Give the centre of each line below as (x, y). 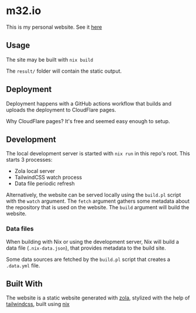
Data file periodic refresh (44, 183)
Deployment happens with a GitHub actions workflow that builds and (89, 103)
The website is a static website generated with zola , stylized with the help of (98, 298)
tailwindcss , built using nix (38, 304)
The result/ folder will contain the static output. (64, 71)
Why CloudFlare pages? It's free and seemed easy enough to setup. (88, 121)
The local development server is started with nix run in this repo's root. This (98, 154)
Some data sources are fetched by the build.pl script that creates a (88, 259)
